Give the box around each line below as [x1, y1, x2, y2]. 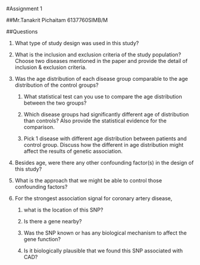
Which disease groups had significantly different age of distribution [23, 111, 189, 118]
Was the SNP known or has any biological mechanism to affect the [23, 229, 187, 236]
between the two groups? [23, 99, 87, 106]
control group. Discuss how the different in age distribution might [23, 141, 184, 148]
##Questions [6, 28, 38, 35]
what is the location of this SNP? [23, 206, 104, 213]
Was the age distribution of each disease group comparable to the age [14, 75, 189, 82]
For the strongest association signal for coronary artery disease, [14, 195, 173, 201]
